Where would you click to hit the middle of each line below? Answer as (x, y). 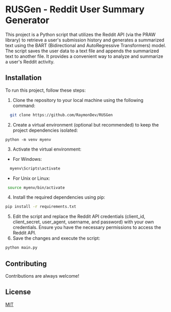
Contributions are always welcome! (42, 276)
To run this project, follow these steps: (45, 90)
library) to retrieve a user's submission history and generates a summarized (85, 40)
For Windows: (27, 159)
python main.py (21, 248)
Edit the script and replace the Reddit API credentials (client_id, (79, 217)
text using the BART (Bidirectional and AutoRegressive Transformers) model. (86, 45)
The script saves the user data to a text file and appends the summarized (82, 51)
